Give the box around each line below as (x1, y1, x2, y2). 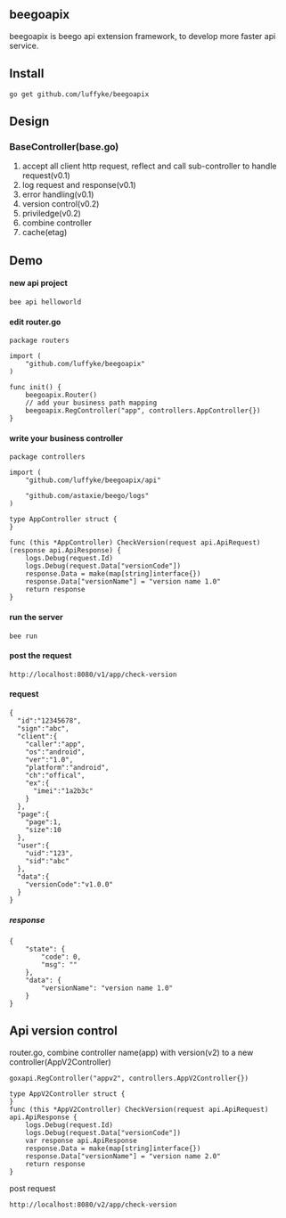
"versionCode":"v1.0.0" (25, 879, 114, 889)
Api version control (9, 1024, 118, 1039)
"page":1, (25, 817, 62, 827)
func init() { (9, 383, 62, 392)
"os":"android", (25, 748, 86, 756)
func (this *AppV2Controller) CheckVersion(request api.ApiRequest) (9, 1105, 269, 1114)
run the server (9, 611, 64, 622)
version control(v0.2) (21, 199, 100, 209)
